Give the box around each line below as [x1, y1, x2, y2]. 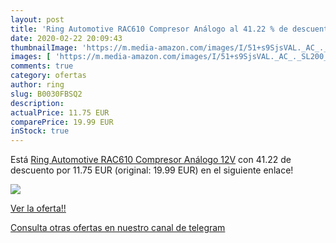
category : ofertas [10, 71, 87, 81]
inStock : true [10, 126, 70, 136]
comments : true [10, 61, 74, 71]
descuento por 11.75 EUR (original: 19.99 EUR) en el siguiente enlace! [10, 164, 294, 176]
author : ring [10, 80, 65, 90]
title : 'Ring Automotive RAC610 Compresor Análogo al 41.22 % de [10, 24, 288, 34]
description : [10, 98, 65, 108]
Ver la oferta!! [10, 202, 67, 215]
